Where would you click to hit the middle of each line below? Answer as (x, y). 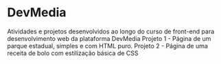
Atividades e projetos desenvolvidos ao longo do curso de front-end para (111, 31)
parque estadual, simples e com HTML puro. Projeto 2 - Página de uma (107, 46)
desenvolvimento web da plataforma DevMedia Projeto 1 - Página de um (109, 38)
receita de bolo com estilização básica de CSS (73, 53)
